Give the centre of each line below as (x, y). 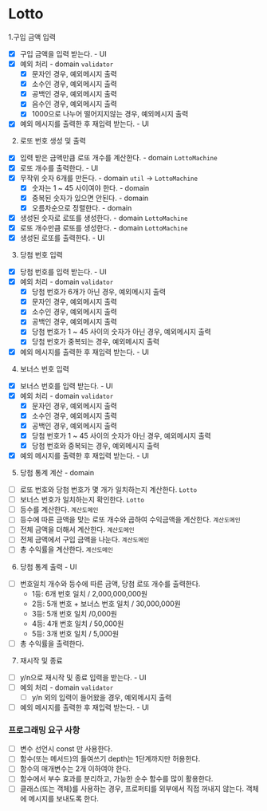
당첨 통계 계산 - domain (57, 473)
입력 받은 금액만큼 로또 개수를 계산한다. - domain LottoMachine (118, 158)
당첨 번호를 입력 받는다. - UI (63, 272)
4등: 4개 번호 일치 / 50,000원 (78, 624)
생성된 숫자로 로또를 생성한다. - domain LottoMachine (104, 218)
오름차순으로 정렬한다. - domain (82, 207)
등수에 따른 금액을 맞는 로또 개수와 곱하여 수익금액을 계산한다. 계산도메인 (130, 520)
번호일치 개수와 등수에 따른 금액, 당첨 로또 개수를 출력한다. (110, 584)
